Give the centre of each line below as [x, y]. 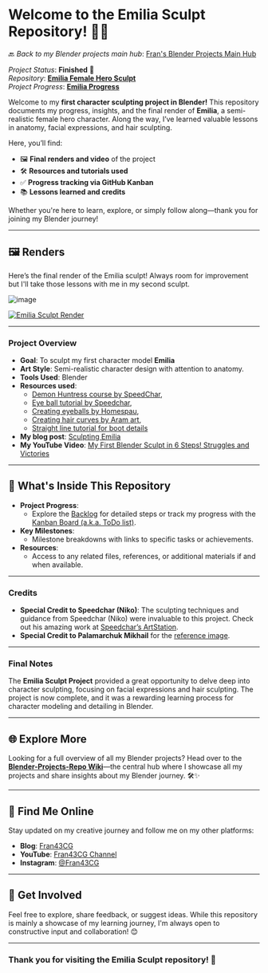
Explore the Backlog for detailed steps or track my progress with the [144, 514]
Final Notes [31, 664]
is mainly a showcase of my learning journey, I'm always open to [114, 923]
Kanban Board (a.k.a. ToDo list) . [84, 522]
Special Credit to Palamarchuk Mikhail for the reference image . [125, 636]
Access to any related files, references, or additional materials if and [144, 556]
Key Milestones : [47, 530]
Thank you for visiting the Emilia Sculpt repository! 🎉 [112, 959]
